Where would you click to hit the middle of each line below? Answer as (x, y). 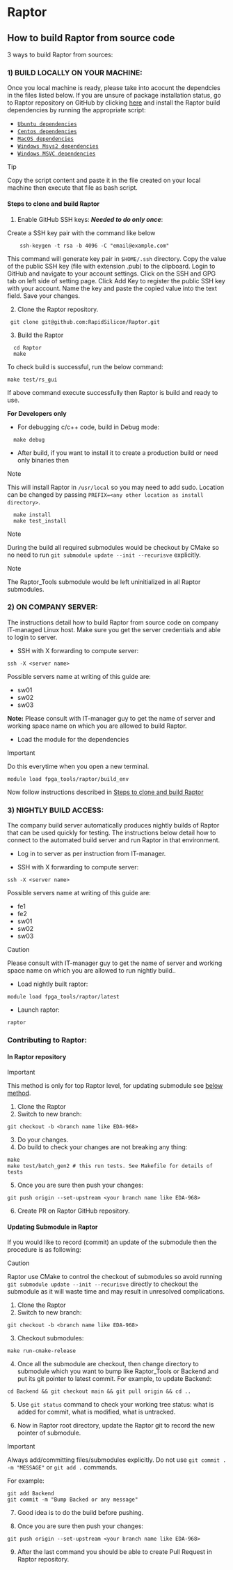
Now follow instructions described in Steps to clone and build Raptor (105, 792)
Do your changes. (43, 1140)
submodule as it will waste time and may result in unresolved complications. (116, 1292)
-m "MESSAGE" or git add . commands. (62, 1467)
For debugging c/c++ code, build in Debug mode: (88, 427)
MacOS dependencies (46, 139)
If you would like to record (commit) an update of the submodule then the (112, 1242)
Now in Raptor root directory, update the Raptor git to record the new (116, 1426)
